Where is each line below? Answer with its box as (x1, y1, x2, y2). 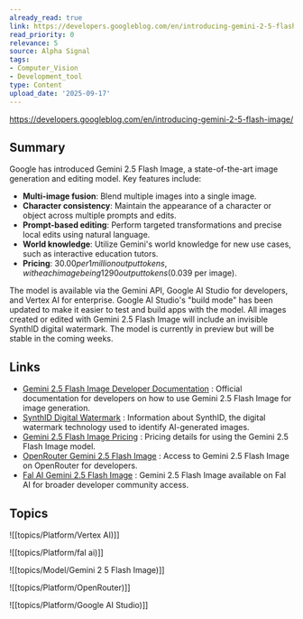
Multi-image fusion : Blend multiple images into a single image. (22, 191, 257, 202)
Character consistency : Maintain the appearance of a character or (22, 201, 272, 211)
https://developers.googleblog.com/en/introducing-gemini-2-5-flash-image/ (9, 114, 294, 125)
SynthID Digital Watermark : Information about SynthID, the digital (22, 412, 266, 423)
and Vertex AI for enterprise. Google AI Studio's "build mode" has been (9, 295, 273, 305)
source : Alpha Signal (9, 47, 91, 56)
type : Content (9, 80, 63, 89)
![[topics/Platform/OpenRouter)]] (9, 582, 131, 593)
